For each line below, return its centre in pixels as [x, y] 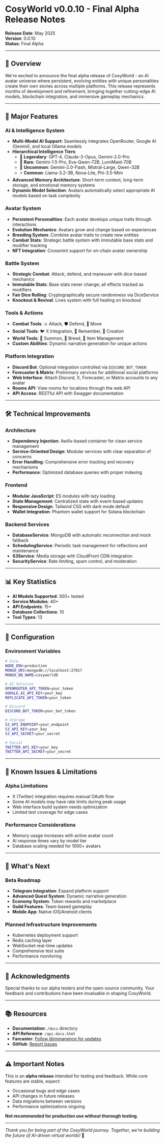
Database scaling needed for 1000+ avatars [56, 846]
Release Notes [35, 19]
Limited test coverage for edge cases [50, 812]
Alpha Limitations [27, 786]
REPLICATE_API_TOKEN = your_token [38, 698]
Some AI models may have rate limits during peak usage [69, 802]
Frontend [16, 485]
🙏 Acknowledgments [38, 976]
